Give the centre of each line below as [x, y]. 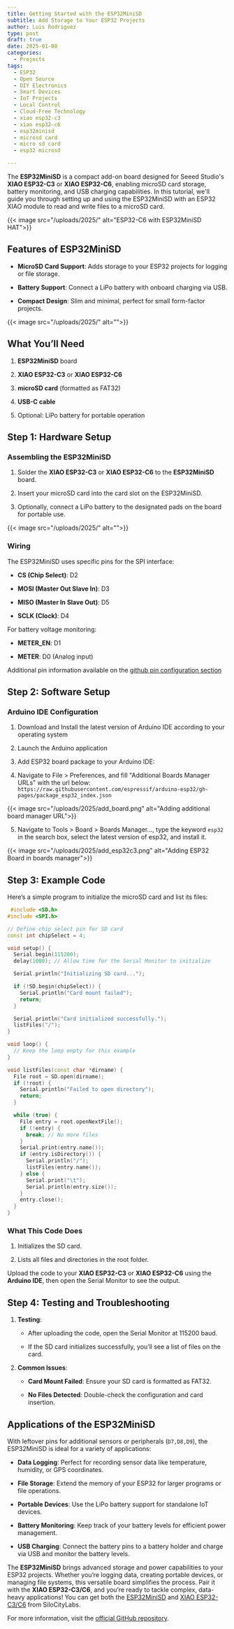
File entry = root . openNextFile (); [72, 1122]
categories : [24, 53]
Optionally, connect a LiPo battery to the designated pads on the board [119, 507]
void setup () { [29, 948]
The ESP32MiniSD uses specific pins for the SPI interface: [91, 561]
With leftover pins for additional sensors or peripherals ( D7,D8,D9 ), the [108, 1441]
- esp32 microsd [37, 151]
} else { [32, 1174]
